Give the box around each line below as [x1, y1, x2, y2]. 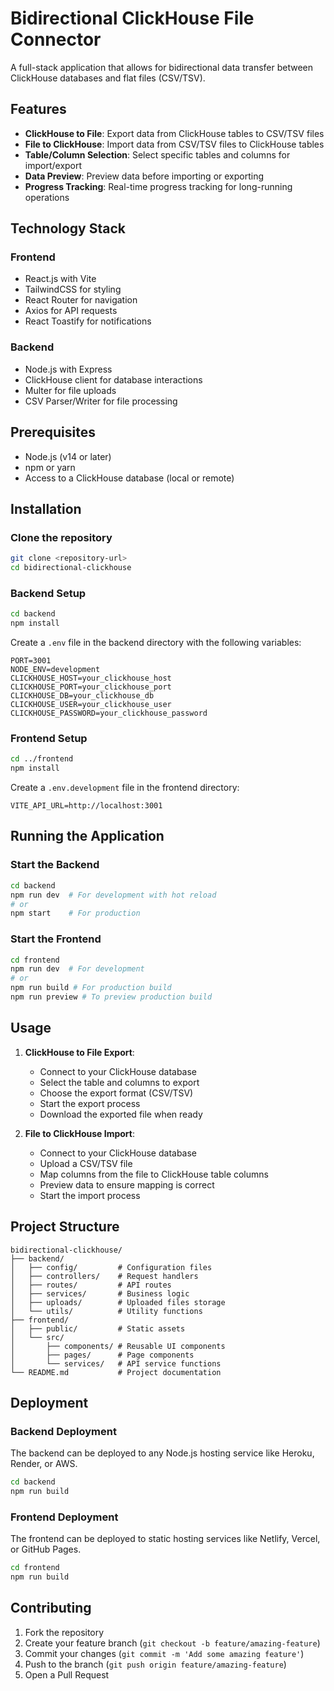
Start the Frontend [10, 932, 102, 946]
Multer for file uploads [24, 384, 117, 396]
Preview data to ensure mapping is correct [39, 1178, 215, 1191]
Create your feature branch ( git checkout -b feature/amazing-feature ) [24, 1637, 321, 1649]
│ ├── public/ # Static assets [10, 1323, 186, 1334]
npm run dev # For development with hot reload [10, 890, 217, 900]
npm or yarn [24, 461, 76, 473]
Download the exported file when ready [39, 1108, 203, 1120]
